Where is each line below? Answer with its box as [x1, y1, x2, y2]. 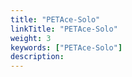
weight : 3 [10, 33, 52, 43]
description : [10, 52, 65, 62]
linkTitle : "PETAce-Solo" [10, 24, 118, 34]
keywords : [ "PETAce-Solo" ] [10, 42, 123, 53]
